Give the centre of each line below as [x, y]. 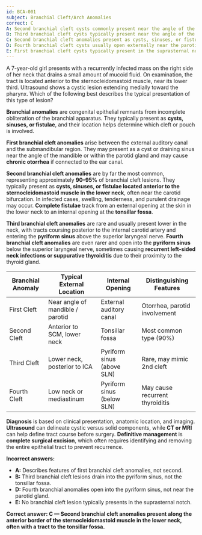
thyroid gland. [23, 262]
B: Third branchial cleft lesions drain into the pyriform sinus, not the [98, 477]
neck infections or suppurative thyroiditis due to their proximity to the [94, 255]
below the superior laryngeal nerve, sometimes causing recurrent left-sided [101, 249]
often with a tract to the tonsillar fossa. [56, 527]
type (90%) [158, 338]
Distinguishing [167, 280]
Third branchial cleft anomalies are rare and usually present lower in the [96, 223]
